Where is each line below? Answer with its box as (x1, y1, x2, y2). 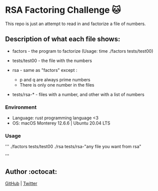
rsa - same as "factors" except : (12, 67, 78, 73)
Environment (5, 103, 37, 110)
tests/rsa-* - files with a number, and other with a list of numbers (12, 91, 145, 97)
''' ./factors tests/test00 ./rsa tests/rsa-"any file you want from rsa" (5, 144, 142, 150)
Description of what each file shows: (5, 35, 120, 43)
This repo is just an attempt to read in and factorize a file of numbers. (5, 21, 146, 27)
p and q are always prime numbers (19, 76, 90, 83)
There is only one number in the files (19, 82, 95, 88)
